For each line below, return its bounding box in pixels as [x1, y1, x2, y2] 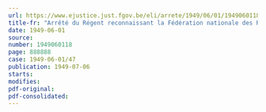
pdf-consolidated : [8, 92, 69, 100]
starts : [8, 70, 34, 78]
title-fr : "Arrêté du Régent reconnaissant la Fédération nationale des [8, 19, 253, 27]
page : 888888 [8, 48, 51, 56]
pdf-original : [8, 84, 55, 93]
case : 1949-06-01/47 [8, 56, 77, 64]
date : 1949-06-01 [8, 26, 66, 34]
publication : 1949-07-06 [8, 63, 90, 71]
